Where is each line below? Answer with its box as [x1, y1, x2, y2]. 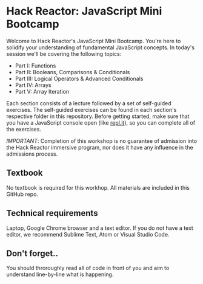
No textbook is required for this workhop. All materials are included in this [6, 184, 190, 191]
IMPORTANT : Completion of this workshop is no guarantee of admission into [6, 137, 198, 144]
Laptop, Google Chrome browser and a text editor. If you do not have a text [6, 224, 194, 232]
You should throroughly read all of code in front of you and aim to [6, 265, 170, 272]
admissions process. [6, 150, 58, 158]
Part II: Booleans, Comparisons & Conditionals [15, 68, 130, 75]
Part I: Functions [15, 62, 56, 69]
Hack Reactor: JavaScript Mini [6, 4, 162, 18]
